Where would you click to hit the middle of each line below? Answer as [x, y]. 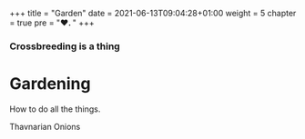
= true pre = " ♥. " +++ [52, 23]
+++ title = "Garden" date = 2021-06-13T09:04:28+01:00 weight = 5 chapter [153, 13]
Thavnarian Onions [45, 126]
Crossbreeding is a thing [65, 46]
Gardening [50, 84]
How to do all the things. [55, 109]
